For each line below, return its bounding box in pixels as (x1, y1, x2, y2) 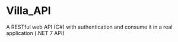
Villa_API (6, 4, 52, 17)
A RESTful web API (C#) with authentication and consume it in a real (6, 23, 173, 30)
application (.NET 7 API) (6, 29, 65, 36)
